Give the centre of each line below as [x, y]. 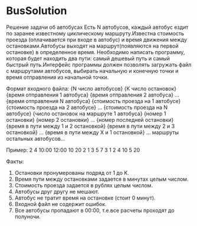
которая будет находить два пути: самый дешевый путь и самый [88, 58]
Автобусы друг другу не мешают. [57, 191]
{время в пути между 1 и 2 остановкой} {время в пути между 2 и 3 [91, 126]
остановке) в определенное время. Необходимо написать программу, [96, 52]
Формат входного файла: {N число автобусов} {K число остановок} [91, 88]
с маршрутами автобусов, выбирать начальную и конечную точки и [92, 71]
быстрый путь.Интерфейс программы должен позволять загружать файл [99, 64]
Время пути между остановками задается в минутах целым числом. [101, 179]
